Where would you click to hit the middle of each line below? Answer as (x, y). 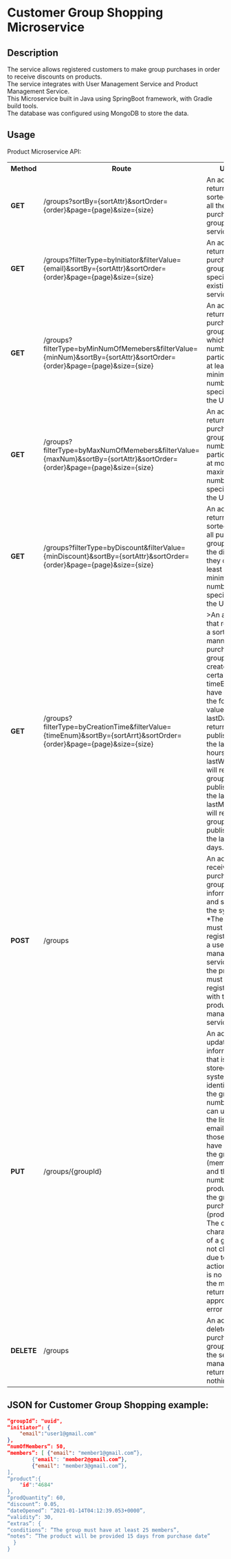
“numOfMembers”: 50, (37, 1447)
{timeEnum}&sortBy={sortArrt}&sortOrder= (113, 735)
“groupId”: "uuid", (35, 1421)
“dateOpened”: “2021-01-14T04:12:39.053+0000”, (77, 1511)
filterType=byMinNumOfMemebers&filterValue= (121, 348)
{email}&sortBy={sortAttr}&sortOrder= (105, 268)
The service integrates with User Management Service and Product (102, 84)
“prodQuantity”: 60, (37, 1498)
